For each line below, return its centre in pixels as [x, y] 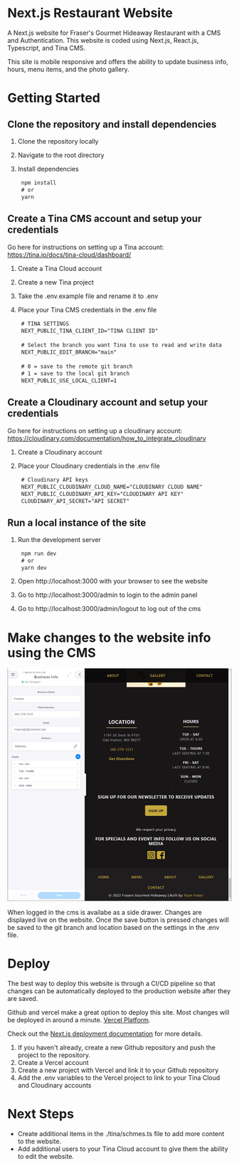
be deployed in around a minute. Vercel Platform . [79, 1019]
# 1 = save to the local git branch [75, 373]
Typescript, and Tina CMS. [47, 48]
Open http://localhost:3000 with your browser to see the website [113, 581]
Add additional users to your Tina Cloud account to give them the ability [123, 1149]
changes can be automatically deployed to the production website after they [119, 991]
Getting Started [54, 98]
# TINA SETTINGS [45, 324]
